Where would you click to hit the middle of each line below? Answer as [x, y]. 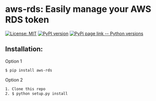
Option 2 [14, 80]
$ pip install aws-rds [29, 70]
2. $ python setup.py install [37, 94]
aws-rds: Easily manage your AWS [78, 9]
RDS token [27, 20]
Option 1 [14, 61]
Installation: [24, 49]
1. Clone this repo [25, 89]
